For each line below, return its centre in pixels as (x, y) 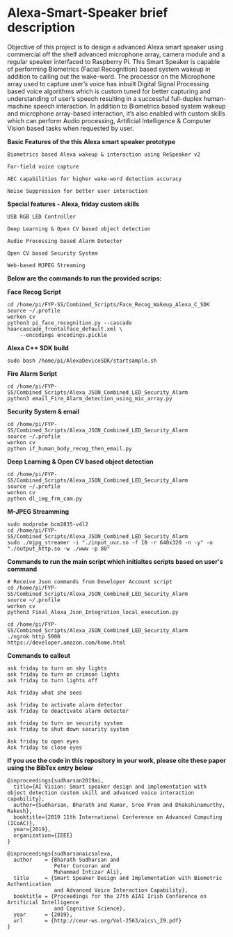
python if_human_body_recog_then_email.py (70, 448)
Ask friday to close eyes (45, 747)
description (41, 27)
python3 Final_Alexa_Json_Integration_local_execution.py (93, 612)
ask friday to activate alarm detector (65, 704)
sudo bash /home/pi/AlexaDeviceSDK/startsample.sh (82, 361)
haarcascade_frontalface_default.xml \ (65, 329)
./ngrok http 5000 (34, 636)
